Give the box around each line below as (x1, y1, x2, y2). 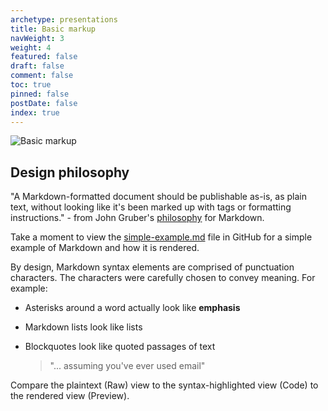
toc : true (10, 80, 52, 90)
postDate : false (10, 98, 78, 108)
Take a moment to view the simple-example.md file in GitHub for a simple (10, 231, 313, 243)
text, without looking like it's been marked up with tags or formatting (10, 201, 292, 213)
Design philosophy (10, 164, 130, 181)
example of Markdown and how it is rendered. (10, 242, 200, 254)
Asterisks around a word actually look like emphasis (24, 302, 241, 314)
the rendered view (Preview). (10, 390, 130, 402)
